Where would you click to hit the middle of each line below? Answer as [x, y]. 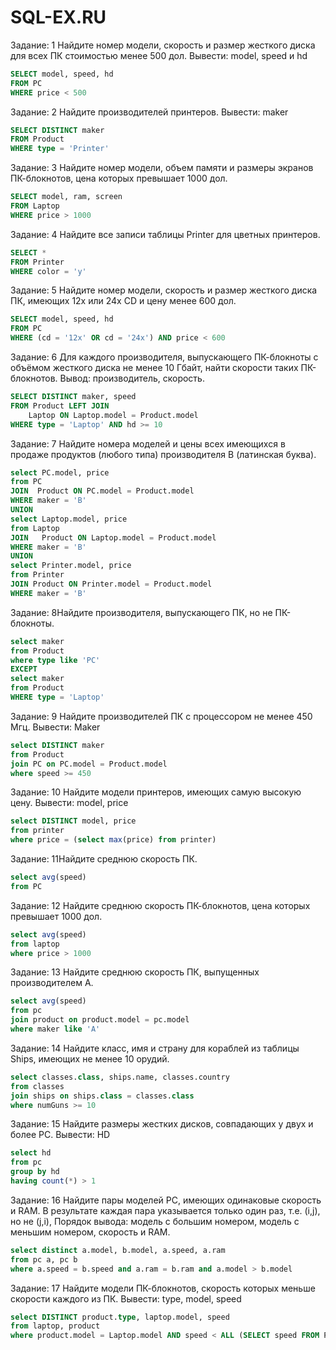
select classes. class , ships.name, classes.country [120, 1077]
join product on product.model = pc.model [100, 1020]
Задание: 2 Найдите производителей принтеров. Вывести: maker [149, 112]
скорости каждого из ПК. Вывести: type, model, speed [126, 1298]
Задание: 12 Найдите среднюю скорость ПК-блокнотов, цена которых [160, 905]
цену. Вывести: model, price [69, 803]
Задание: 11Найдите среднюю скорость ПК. [104, 859]
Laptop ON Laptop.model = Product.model [113, 415]
